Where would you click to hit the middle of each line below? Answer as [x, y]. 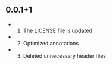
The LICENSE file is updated [58, 30]
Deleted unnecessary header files [65, 55]
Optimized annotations [51, 43]
